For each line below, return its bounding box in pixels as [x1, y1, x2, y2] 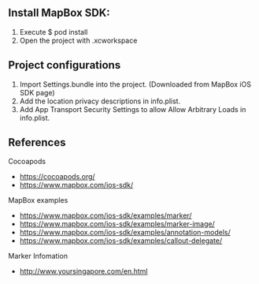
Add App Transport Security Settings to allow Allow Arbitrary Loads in [19, 104, 246, 114]
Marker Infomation [8, 252, 68, 261]
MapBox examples [8, 196, 68, 205]
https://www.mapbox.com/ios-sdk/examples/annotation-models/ [19, 228, 231, 237]
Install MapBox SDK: [8, 6, 110, 20]
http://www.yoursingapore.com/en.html [19, 267, 148, 276]
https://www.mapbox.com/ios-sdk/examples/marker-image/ [19, 219, 215, 229]
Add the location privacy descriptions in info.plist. [19, 96, 181, 106]
